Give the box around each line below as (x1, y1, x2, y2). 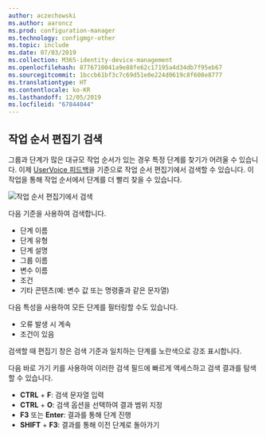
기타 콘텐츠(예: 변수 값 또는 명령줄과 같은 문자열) (19, 285, 170, 295)
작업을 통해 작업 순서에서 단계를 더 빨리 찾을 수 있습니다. (8, 175, 182, 184)
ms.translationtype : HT (8, 78, 88, 86)
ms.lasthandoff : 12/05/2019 (8, 93, 102, 101)
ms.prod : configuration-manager (8, 26, 115, 34)
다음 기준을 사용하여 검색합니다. (8, 208, 107, 218)
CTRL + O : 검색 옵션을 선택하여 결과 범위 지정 (19, 400, 163, 409)
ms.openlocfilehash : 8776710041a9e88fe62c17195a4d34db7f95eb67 (8, 64, 223, 72)
